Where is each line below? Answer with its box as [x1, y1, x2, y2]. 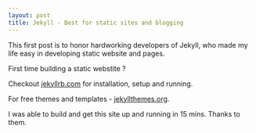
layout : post [8, 11, 51, 20]
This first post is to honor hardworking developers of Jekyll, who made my [8, 40, 248, 49]
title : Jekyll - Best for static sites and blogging [8, 19, 184, 27]
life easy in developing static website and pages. [8, 49, 165, 58]
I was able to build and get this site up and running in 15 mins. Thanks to [8, 109, 240, 118]
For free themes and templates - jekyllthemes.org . [8, 94, 170, 103]
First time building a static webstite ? [8, 63, 127, 73]
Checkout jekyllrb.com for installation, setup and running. [8, 79, 193, 88]
